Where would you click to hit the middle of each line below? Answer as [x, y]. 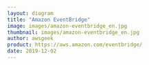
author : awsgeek [30, 39]
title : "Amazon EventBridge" [49, 20]
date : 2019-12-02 [32, 51]
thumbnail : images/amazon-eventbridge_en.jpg [73, 32]
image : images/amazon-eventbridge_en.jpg [67, 26]
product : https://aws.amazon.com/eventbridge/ [75, 45]
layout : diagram [30, 13]
